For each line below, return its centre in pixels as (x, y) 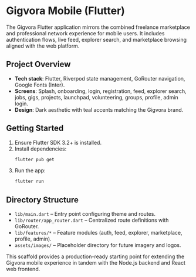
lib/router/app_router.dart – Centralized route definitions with (92, 220)
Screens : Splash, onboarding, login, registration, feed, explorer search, (100, 91)
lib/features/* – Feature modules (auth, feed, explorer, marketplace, (99, 233)
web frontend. (23, 269)
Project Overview (38, 64)
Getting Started (35, 129)
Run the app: (30, 171)
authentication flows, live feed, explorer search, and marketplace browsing (96, 39)
